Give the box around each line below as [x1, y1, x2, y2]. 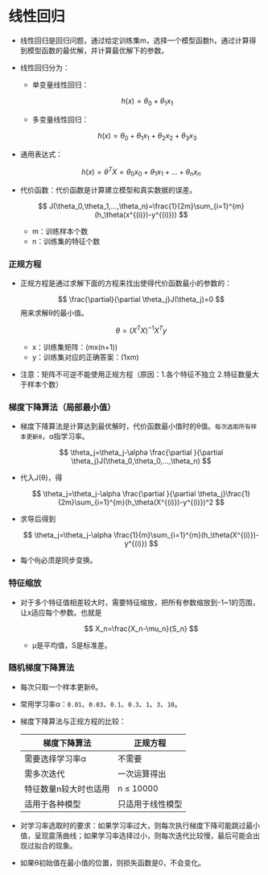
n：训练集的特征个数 [31, 236, 101, 246]
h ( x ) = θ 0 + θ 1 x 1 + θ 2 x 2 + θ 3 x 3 [97, 131, 197, 142]
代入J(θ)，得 [19, 473, 63, 483]
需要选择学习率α [23, 753, 87, 764]
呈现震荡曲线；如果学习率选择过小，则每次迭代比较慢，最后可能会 [34, 831, 254, 840]
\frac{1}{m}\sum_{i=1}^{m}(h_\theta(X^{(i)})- [113, 530, 260, 540]
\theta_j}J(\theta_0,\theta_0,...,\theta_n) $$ [71, 456, 212, 466]
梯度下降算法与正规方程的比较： [19, 716, 126, 726]
